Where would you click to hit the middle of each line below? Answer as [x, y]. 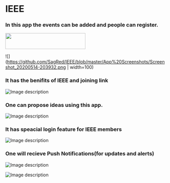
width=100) [82, 67]
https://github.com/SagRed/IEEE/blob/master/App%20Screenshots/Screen [86, 62]
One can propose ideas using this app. [54, 105]
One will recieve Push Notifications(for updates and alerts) [80, 154]
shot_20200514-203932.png [36, 67]
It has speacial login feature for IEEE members [63, 129]
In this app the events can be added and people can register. [82, 25]
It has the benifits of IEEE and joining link [57, 81]
